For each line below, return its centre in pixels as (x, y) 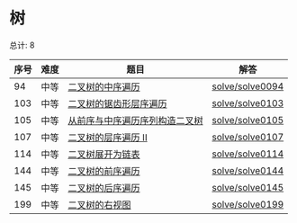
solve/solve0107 (248, 137)
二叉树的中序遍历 (104, 86)
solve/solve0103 (248, 103)
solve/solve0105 (248, 120)
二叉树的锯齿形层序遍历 (118, 103)
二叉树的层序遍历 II (108, 138)
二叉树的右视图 (100, 205)
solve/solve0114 (248, 154)
